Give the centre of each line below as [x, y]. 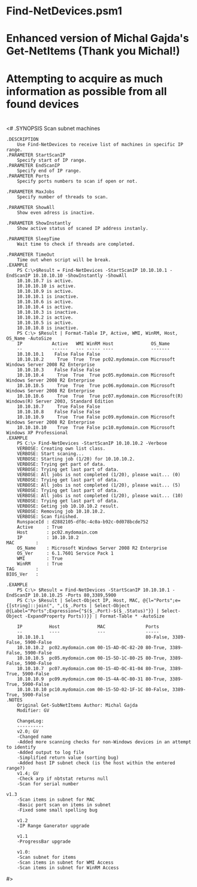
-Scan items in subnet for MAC [56, 800]
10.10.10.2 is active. [45, 317]
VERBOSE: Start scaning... [51, 453]
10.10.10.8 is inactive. [48, 328]
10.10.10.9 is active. [45, 291]
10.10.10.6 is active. [45, 302]
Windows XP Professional [37, 432]
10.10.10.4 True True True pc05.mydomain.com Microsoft [96, 375]
